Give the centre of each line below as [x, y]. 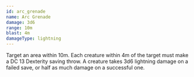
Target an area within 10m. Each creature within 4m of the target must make [97, 55]
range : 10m [19, 28]
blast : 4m [18, 33]
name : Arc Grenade [28, 17]
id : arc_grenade [26, 11]
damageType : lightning [34, 38]
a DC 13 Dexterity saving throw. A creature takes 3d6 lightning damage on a [97, 61]
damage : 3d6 [20, 22]
